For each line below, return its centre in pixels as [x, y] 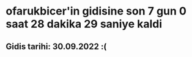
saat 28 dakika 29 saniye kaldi [84, 24]
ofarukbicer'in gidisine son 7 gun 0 [96, 11]
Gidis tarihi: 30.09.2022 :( [56, 46]
